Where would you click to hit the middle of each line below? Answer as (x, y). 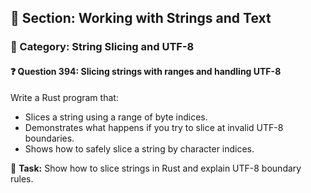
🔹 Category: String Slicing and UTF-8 (102, 47)
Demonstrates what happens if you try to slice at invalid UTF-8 (154, 127)
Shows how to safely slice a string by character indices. (139, 148)
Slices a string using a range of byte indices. (116, 117)
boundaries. (49, 138)
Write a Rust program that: (64, 97)
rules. (22, 178)
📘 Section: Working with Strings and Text (141, 18)
